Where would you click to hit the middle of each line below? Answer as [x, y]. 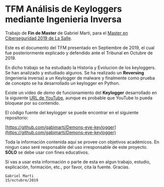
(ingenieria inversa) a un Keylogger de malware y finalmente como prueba [80, 78]
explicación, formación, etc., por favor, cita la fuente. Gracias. [68, 167]
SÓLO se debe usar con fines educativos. [47, 152]
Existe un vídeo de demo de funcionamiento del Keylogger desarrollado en [81, 93]
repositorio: [17, 117]
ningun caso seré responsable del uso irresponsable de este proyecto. [76, 147]
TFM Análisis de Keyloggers [64, 9]
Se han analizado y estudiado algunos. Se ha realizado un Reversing [75, 72]
